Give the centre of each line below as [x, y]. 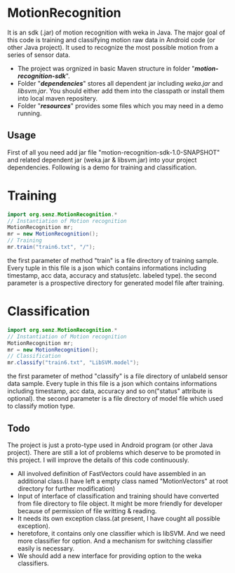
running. [29, 113]
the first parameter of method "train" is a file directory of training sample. [113, 260]
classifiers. [33, 563]
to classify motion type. [41, 406]
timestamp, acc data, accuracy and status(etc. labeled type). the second [112, 275]
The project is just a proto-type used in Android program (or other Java [110, 445]
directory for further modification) [66, 488]
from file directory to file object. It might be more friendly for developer [120, 503]
